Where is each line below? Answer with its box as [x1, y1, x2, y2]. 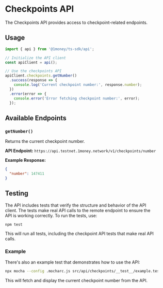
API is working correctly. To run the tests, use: [5, 212, 97, 218]
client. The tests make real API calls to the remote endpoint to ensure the [5, 207, 150, 213]
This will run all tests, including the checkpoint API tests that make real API [5, 230, 154, 237]
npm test [5, 222, 23, 227]
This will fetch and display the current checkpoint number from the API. [5, 277, 148, 283]
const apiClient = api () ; [5, 60, 57, 65]
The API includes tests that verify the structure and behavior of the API [5, 202, 147, 208]
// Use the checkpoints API [5, 69, 62, 74]
